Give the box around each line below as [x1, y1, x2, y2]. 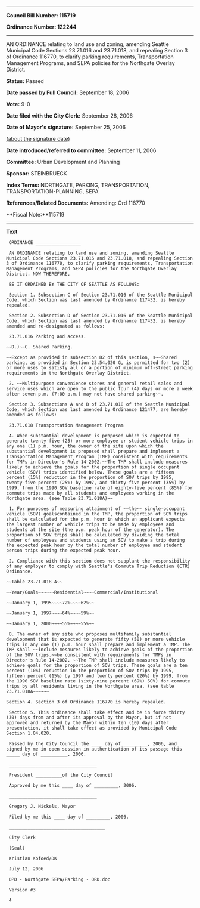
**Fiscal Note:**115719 [6, 211, 65, 218]
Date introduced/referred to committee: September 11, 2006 [6, 147, 157, 154]
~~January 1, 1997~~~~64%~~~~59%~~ [6, 610, 95, 616]
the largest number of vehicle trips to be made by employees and [6, 521, 174, 527]
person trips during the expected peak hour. [6, 548, 121, 554]
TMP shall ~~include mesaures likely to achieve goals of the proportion [6, 647, 193, 653]
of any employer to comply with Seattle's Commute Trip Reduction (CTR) [6, 563, 190, 569]
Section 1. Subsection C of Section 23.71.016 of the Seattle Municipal [8, 292, 193, 298]
